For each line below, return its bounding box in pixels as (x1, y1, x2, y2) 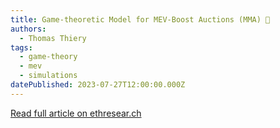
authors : (10, 24, 47, 34)
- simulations (19, 71, 78, 81)
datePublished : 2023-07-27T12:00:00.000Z (10, 80, 186, 90)
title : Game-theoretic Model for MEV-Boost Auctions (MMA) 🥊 (10, 14, 271, 25)
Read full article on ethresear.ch (10, 107, 142, 119)
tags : (10, 42, 33, 53)
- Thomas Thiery (19, 33, 87, 43)
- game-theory (19, 52, 78, 62)
